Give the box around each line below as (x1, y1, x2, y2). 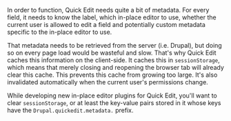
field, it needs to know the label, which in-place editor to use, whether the (7, 13, 217, 21)
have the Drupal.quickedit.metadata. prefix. (7, 106, 134, 114)
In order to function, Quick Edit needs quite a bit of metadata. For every (7, 6, 210, 14)
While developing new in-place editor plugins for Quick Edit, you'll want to (7, 91, 217, 100)
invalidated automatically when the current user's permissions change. (7, 78, 208, 86)
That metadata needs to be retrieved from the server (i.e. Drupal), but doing (7, 41, 222, 49)
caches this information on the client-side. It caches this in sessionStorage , (7, 56, 221, 64)
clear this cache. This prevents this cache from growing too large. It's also (7, 71, 218, 79)
